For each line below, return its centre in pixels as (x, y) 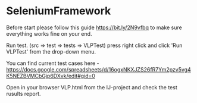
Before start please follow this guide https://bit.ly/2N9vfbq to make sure (94, 27)
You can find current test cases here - (53, 63)
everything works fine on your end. (49, 33)
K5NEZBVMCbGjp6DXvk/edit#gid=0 (51, 76)
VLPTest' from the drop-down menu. (51, 51)
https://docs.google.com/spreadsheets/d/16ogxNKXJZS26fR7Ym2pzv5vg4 (99, 69)
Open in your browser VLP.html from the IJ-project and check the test (92, 87)
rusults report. (24, 93)
